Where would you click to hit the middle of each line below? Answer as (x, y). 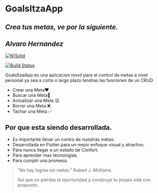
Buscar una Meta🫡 (31, 96)
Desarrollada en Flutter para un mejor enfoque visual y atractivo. (79, 145)
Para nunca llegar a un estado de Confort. (55, 150)
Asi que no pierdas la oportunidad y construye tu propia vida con (84, 180)
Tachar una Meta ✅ (32, 111)
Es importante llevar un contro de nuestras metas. (64, 139)
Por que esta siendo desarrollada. (59, 127)
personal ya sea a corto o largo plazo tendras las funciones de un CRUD (79, 81)
